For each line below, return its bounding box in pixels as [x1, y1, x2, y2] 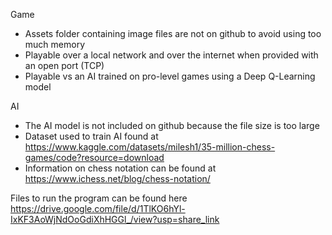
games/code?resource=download [24, 152, 165, 163]
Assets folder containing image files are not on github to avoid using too [24, 28, 322, 39]
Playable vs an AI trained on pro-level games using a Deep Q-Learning [24, 70, 316, 82]
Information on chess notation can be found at [24, 162, 217, 174]
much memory [24, 39, 85, 50]
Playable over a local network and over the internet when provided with [24, 49, 319, 61]
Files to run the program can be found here [10, 192, 188, 204]
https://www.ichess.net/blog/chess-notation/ [24, 173, 211, 184]
